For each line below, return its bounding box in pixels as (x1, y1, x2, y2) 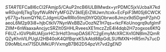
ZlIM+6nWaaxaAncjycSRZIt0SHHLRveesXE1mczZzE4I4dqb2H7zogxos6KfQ (5, 25, 161, 31)
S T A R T (5, 4, 19, 10)
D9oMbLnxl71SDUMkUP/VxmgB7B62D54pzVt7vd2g (5, 41, 113, 47)
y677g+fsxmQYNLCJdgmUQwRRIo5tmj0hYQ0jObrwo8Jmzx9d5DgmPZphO (5, 15, 161, 20)
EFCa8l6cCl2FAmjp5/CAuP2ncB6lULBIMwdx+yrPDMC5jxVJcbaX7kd (19, 4, 161, 10)
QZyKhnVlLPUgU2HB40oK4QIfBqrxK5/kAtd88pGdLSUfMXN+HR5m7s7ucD (5, 36, 161, 42)
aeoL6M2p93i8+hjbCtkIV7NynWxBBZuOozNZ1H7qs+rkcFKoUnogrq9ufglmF (5, 20, 162, 26)
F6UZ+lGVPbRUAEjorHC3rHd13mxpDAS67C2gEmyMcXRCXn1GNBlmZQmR (5, 31, 160, 36)
